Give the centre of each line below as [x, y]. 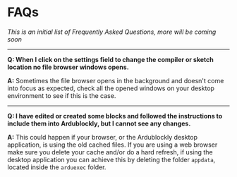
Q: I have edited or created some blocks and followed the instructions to [115, 116]
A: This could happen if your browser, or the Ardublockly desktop [103, 137]
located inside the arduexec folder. [57, 167]
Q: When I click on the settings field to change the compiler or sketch [110, 59]
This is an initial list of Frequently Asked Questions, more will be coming [112, 32]
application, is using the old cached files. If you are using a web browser [113, 145]
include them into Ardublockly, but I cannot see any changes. [99, 123]
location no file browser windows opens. [68, 67]
